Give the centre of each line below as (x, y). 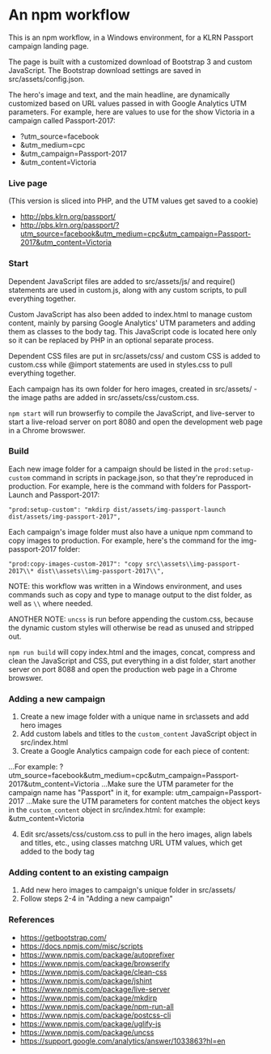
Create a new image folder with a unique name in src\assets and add (134, 716)
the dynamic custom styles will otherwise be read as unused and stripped (131, 627)
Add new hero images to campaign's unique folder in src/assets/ (128, 890)
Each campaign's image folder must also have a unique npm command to (131, 531)
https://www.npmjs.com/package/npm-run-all (97, 1006)
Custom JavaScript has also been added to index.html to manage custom (130, 314)
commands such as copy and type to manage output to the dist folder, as (130, 595)
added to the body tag (57, 852)
